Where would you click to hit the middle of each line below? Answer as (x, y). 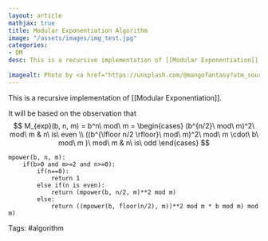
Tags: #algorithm (36, 227)
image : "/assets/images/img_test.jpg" (73, 38)
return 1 (65, 178)
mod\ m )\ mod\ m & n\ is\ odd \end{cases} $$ (134, 142)
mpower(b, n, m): (37, 157)
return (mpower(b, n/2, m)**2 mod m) (114, 192)
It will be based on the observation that (73, 113)
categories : (28, 45)
